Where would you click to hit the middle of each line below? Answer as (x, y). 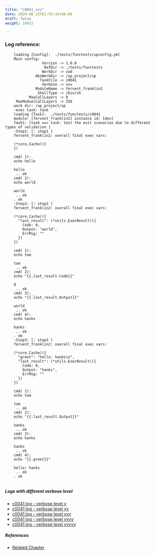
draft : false (18, 18)
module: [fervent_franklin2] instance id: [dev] (64, 118)
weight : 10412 (19, 23)
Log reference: (23, 44)
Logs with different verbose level (39, 491)
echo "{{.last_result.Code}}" (44, 276)
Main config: (27, 59)
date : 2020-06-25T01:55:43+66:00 (39, 14)
